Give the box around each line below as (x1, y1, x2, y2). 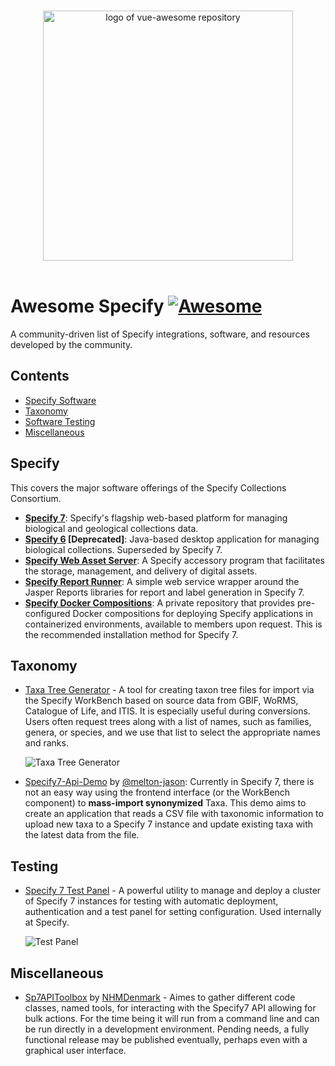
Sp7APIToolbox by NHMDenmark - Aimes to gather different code (24, 991, 296, 1003)
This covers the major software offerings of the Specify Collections (10, 481, 287, 494)
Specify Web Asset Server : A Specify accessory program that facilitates (24, 554, 325, 566)
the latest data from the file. (24, 829, 140, 841)
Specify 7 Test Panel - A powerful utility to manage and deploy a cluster (24, 885, 322, 897)
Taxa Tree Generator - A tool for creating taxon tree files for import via (24, 684, 315, 696)
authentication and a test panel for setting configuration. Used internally (24, 906, 322, 918)
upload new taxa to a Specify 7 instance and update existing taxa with (24, 818, 314, 830)
